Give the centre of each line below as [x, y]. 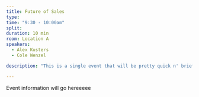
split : [14, 28]
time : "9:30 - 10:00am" [36, 22]
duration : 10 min [28, 34]
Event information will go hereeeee [49, 88]
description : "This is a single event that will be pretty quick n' [92, 66]
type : [13, 17]
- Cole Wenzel [29, 55]
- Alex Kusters [30, 50]
